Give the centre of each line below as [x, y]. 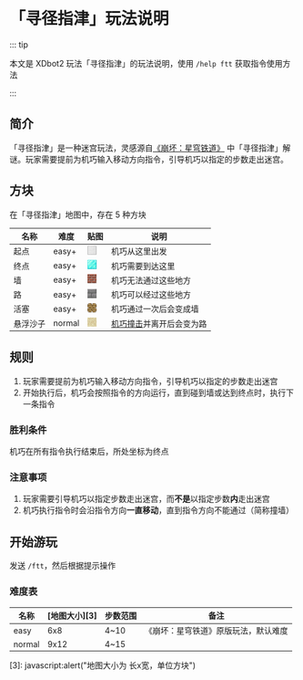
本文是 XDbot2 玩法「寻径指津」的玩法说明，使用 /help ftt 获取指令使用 [146, 63]
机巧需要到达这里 [143, 266]
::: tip [19, 44]
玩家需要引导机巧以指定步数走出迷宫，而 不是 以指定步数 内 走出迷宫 [146, 499]
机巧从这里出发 [139, 251]
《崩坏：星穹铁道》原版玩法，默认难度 [216, 631]
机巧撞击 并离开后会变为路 [159, 323]
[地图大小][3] [72, 616]
